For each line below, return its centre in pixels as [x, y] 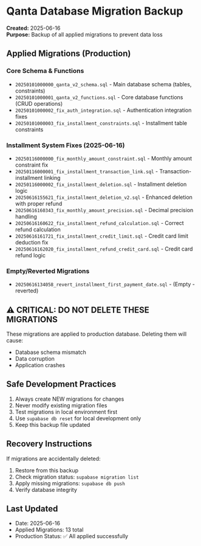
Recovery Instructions [49, 444]
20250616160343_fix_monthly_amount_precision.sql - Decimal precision [104, 210]
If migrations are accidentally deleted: [54, 458]
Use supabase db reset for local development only [78, 418]
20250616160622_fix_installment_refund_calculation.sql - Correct [99, 223]
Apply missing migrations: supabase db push [70, 483]
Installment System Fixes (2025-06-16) [66, 145]
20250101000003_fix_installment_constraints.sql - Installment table [101, 123]
